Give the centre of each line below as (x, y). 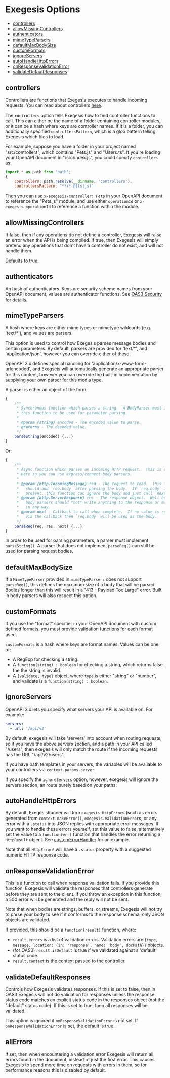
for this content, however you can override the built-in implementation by (81, 374)
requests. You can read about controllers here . (54, 105)
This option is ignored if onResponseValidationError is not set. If (72, 1021)
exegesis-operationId (28, 207)
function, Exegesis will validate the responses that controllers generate (79, 888)
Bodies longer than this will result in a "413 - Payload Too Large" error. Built (83, 590)
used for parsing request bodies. (39, 551)
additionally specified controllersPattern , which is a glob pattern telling (80, 131)
